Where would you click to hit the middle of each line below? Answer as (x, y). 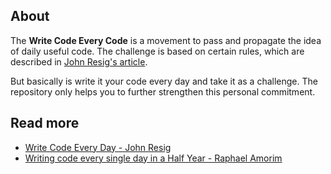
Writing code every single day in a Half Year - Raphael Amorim (153, 158)
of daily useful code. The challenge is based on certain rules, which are (157, 51)
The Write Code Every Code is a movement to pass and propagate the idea (166, 40)
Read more (45, 123)
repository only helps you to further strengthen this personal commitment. (163, 91)
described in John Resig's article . (79, 61)
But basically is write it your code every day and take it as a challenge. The (164, 81)
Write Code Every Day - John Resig (98, 147)
